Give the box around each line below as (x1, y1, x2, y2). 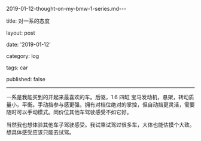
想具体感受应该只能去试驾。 (6, 128, 75, 136)
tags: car (6, 64, 28, 71)
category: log (6, 53, 39, 59)
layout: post (6, 29, 35, 36)
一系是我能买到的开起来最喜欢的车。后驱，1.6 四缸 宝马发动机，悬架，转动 (6, 94, 189, 100)
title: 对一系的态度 (6, 17, 50, 24)
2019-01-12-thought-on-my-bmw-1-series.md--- (6, 5, 127, 12)
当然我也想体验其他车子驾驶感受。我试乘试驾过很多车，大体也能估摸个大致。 (6, 121, 195, 128)
